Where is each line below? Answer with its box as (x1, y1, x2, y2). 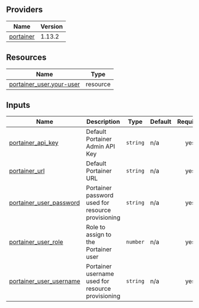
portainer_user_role (9, 238, 63, 246)
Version (40, 22, 63, 30)
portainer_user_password (9, 198, 80, 207)
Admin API (85, 142, 115, 150)
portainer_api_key (9, 139, 59, 147)
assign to (85, 230, 111, 239)
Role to (85, 223, 105, 232)
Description (86, 118, 120, 126)
